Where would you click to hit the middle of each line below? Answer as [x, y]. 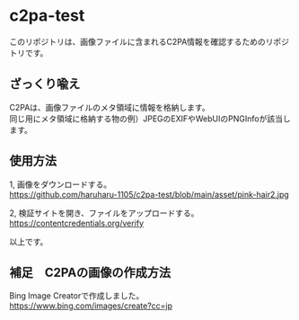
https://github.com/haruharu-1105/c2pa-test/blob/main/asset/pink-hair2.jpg [149, 194]
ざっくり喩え [45, 84]
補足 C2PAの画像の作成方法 [90, 272]
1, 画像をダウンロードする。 [61, 184]
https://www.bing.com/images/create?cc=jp [91, 306]
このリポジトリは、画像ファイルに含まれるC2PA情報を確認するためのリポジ [149, 41]
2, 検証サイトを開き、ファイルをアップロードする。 [104, 213]
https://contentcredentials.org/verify [77, 223]
